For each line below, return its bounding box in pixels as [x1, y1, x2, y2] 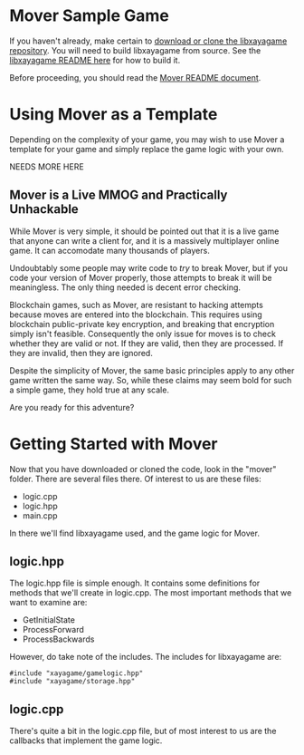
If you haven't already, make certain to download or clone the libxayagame [9, 35, 288, 46]
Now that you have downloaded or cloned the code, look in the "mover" [9, 463, 277, 474]
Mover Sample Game [9, 5, 169, 26]
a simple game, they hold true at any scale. [9, 384, 170, 395]
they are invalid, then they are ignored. [9, 347, 154, 358]
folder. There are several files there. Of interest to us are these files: [9, 473, 262, 484]
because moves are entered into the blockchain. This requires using [9, 309, 262, 320]
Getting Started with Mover [9, 433, 219, 454]
